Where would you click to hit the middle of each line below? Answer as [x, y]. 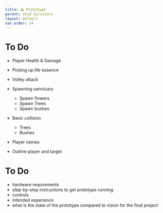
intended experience [33, 200]
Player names [26, 142]
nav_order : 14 [19, 23]
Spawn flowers [34, 98]
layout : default [21, 18]
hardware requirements [36, 185]
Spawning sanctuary [33, 89]
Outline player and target [37, 152]
